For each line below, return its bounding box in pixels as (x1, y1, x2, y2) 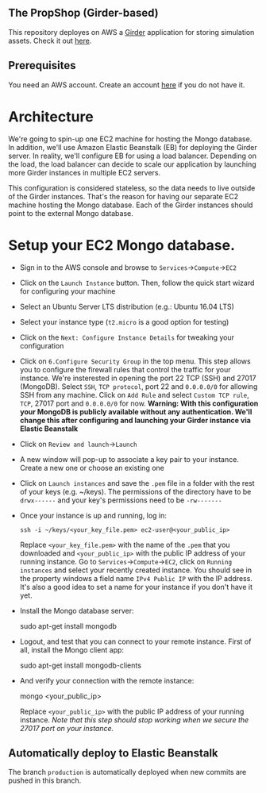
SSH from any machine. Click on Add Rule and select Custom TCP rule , (19, 390, 250, 399)
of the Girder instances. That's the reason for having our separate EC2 (8, 191, 239, 201)
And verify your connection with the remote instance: (19, 676, 195, 685)
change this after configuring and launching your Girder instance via (19, 415, 252, 425)
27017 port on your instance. (19, 723, 114, 733)
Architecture (8, 107, 94, 125)
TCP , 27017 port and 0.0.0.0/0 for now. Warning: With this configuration (19, 398, 259, 408)
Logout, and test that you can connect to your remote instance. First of (19, 637, 252, 646)
